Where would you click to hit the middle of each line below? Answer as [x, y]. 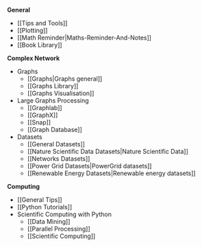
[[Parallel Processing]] [59, 229]
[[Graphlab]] [45, 108]
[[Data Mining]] [49, 221]
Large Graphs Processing [53, 101]
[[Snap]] [39, 122]
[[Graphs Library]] [53, 86]
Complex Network [34, 58]
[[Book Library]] [40, 45]
